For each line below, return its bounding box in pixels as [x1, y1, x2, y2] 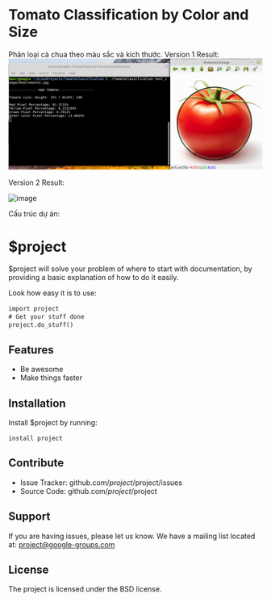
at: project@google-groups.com [8, 539, 115, 550]
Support [8, 510, 51, 524]
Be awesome [19, 365, 64, 374]
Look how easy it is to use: [8, 288, 97, 298]
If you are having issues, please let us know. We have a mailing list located [8, 531, 256, 541]
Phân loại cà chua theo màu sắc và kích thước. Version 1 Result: [8, 49, 220, 59]
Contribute [8, 456, 65, 470]
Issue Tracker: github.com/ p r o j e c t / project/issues [19, 478, 183, 487]
